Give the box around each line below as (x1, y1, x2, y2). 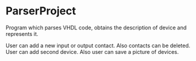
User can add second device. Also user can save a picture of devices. (5, 48, 179, 55)
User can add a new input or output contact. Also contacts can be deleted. (5, 42, 191, 49)
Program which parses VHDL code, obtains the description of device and (5, 24, 187, 31)
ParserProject (5, 4, 76, 18)
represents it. (5, 30, 38, 37)
